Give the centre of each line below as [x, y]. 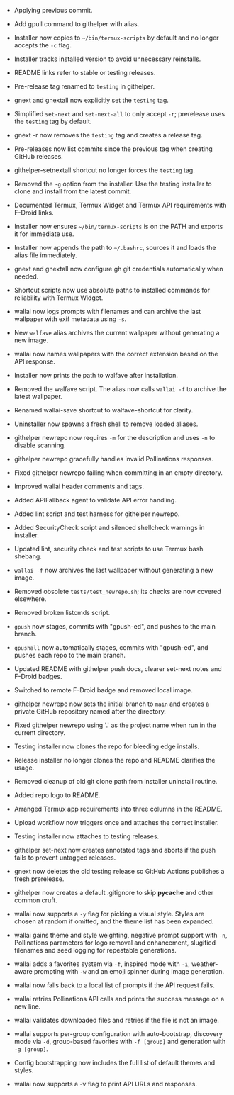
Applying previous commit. [53, 10]
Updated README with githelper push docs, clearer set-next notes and [118, 669]
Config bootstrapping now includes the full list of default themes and [114, 1063]
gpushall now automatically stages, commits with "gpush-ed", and [111, 647]
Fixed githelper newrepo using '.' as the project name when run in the [115, 725]
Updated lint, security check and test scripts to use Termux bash [108, 549]
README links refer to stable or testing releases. [85, 73]
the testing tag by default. [53, 121]
